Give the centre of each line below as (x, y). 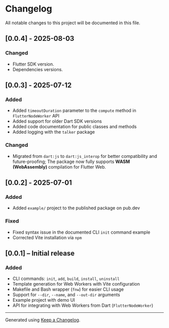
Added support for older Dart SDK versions (57, 121)
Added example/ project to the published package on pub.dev (76, 208)
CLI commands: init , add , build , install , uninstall (66, 279)
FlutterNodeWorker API (36, 116)
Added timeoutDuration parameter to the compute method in (74, 111)
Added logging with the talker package (54, 132)
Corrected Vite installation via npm (47, 237)
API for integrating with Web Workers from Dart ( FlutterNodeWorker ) (83, 305)
